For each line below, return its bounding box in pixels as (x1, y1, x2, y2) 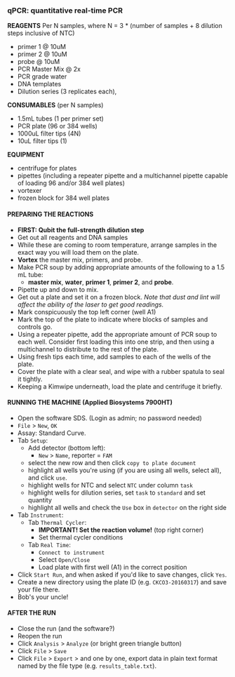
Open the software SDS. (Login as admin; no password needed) (17, 413, 202, 422)
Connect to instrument (38, 549, 105, 556)
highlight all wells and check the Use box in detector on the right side (27, 503, 227, 511)
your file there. (17, 585, 60, 594)
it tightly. (17, 375, 43, 383)
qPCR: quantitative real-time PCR (7, 6, 123, 15)
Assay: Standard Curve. (17, 429, 86, 437)
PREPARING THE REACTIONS (7, 210, 94, 218)
